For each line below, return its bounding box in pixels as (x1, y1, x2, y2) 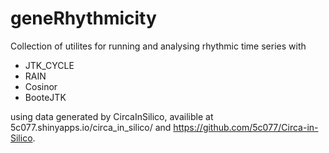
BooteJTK (24, 91, 67, 103)
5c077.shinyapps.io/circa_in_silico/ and (10, 121, 172, 133)
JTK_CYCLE (24, 59, 75, 71)
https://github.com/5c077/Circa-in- (173, 121, 319, 133)
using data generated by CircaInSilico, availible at (10, 110, 214, 122)
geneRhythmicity (10, 7, 157, 30)
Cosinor (24, 80, 58, 92)
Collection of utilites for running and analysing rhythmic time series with (10, 40, 307, 52)
